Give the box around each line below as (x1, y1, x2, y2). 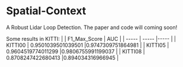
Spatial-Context (6, 4, 86, 18)
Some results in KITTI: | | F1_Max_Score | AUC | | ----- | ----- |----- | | (6, 35, 176, 42)
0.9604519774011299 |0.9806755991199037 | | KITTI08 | (6, 47, 145, 55)
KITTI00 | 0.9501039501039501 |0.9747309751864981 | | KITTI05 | (6, 42, 169, 49)
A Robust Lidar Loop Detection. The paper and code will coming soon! (6, 24, 178, 31)
